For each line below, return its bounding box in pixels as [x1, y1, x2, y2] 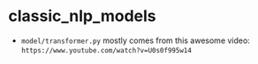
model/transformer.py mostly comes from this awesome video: [20, 35, 251, 46]
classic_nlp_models [8, 6, 156, 26]
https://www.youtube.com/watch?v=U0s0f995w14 [20, 46, 192, 54]
